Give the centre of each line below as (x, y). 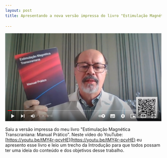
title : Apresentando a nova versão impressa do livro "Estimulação (77, 16)
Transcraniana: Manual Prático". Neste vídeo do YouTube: (64, 134)
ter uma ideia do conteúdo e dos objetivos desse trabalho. (65, 150)
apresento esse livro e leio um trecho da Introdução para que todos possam (83, 145)
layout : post (19, 10)
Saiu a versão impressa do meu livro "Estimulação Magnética (68, 129)
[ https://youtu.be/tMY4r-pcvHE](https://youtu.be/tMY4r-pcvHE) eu (74, 140)
